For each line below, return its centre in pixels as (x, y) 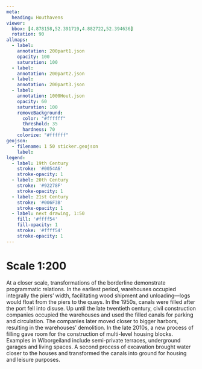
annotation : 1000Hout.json (51, 96)
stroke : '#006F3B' (40, 203)
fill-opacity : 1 (38, 225)
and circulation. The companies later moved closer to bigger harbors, (92, 321)
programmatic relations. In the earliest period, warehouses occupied (91, 289)
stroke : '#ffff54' (40, 230)
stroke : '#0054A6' (40, 169)
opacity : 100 (33, 57)
